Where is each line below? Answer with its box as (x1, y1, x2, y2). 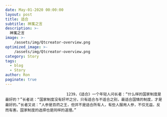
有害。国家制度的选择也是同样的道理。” (8, 107, 76, 112)
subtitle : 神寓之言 (5, 21, 43, 26)
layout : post (5, 12, 32, 17)
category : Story (5, 53, 39, 59)
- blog (9, 63, 23, 68)
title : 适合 (5, 16, 28, 21)
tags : (5, 58, 16, 63)
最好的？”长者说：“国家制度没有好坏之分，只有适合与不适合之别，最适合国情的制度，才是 (5, 97, 162, 102)
